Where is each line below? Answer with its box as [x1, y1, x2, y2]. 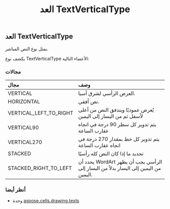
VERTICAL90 [8, 124, 39, 131]
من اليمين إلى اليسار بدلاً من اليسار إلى [78, 164, 161, 171]
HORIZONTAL [8, 98, 40, 105]
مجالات [5, 68, 21, 75]
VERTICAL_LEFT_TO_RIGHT [8, 109, 73, 116]
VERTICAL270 [8, 138, 42, 146]
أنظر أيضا [5, 186, 26, 193]
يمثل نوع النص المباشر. [5, 46, 49, 52]
